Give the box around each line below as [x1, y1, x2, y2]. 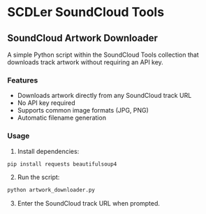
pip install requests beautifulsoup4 [7, 160, 117, 168]
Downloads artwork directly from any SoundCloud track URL [17, 92, 192, 100]
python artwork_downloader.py [7, 187, 96, 194]
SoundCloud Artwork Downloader [7, 32, 159, 44]
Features [7, 75, 38, 85]
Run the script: [17, 173, 60, 182]
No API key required [17, 99, 75, 107]
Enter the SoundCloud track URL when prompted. [17, 199, 161, 208]
